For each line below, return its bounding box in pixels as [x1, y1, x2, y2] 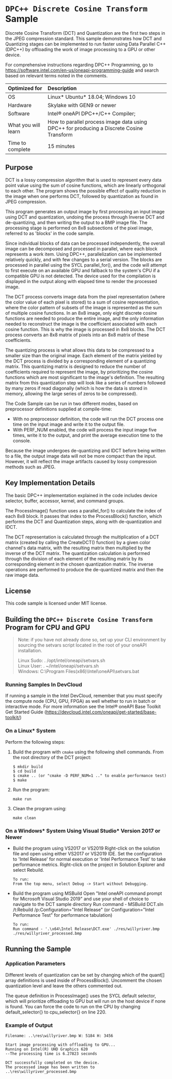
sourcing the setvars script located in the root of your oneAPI [17, 642, 147, 649]
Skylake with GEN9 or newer [48, 101, 117, 109]
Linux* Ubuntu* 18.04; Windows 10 [48, 93, 136, 100]
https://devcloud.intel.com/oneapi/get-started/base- [46, 709, 157, 715]
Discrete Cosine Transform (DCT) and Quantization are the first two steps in [5, 30, 165, 36]
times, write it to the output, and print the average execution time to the [12, 432, 163, 438]
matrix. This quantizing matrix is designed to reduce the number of [5, 363, 146, 370]
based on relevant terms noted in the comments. [5, 72, 108, 78]
